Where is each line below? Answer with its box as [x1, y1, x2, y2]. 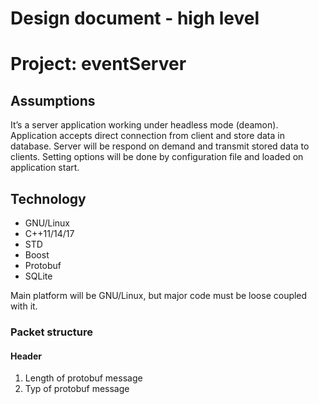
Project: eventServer [10, 53, 187, 76]
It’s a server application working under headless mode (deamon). [10, 119, 279, 131]
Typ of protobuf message [24, 383, 130, 395]
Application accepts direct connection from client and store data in [10, 130, 285, 142]
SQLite [24, 270, 53, 282]
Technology [10, 190, 87, 207]
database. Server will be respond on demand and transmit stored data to [10, 140, 310, 152]
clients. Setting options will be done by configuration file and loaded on [10, 151, 304, 163]
